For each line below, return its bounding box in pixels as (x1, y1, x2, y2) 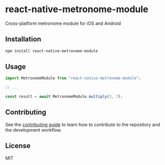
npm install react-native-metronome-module (5, 48, 98, 54)
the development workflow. (5, 127, 62, 133)
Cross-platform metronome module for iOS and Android (5, 20, 121, 26)
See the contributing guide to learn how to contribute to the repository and (5, 121, 160, 128)
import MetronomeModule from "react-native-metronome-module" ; (5, 76, 141, 81)
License (5, 142, 31, 150)
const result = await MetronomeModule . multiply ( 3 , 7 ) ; (5, 94, 123, 99)
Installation (5, 35, 41, 44)
